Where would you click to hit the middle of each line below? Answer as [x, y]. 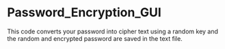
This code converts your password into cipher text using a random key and [113, 31]
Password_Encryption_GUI [84, 13]
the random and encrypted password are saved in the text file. [95, 38]
